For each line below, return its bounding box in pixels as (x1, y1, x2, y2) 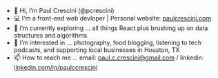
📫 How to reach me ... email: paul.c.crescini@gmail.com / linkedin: (13, 53, 204, 62)
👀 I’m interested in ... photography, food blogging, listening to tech (13, 38, 202, 47)
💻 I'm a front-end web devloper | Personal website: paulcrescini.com (13, 14, 212, 22)
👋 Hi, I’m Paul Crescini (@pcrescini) (13, 7, 115, 14)
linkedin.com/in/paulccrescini (13, 64, 98, 71)
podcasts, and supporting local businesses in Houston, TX (13, 46, 180, 54)
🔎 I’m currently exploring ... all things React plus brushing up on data (13, 24, 208, 32)
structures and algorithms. (13, 31, 89, 39)
